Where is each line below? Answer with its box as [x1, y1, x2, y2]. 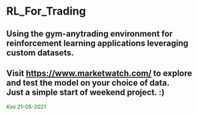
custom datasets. [6, 47, 74, 58]
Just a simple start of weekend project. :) [6, 87, 165, 97]
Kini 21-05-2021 [6, 103, 46, 111]
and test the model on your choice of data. [6, 77, 170, 88]
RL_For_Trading [6, 4, 86, 18]
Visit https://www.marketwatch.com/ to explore [6, 68, 193, 78]
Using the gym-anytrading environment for [6, 29, 173, 39]
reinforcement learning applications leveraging [6, 38, 188, 48]
